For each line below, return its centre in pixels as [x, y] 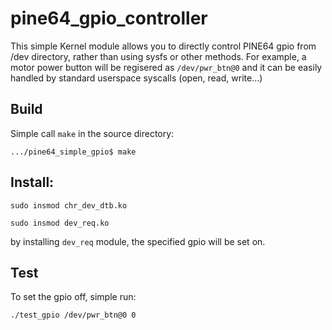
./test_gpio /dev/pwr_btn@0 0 [73, 315]
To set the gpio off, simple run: [73, 297]
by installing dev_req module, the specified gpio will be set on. [138, 241]
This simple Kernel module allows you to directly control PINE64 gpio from [163, 46]
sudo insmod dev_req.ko [60, 223]
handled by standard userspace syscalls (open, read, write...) [136, 78]
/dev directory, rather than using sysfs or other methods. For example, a [158, 56]
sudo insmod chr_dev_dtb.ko [69, 205]
